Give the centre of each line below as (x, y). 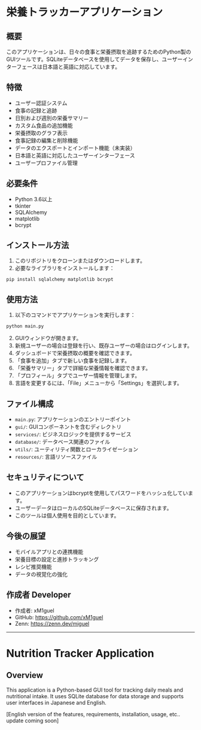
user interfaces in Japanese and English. (56, 702)
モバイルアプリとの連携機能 (49, 552)
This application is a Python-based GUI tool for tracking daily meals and (95, 690)
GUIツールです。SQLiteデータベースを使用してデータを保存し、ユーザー (95, 59)
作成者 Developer (39, 595)
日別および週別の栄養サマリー (51, 118)
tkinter (23, 206)
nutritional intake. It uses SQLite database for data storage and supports (95, 696)
